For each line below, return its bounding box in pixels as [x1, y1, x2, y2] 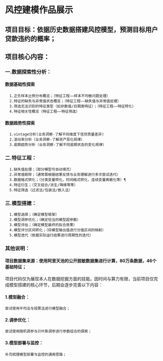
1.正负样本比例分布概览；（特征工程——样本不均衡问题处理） [9, 94, 111, 99]
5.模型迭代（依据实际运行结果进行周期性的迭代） [9, 233, 94, 238]
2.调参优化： [5, 317, 31, 322]
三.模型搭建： [5, 200, 37, 206]
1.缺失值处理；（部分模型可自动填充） [9, 167, 74, 172]
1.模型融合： [5, 294, 30, 300]
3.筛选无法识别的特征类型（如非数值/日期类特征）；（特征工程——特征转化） [9, 104, 136, 109]
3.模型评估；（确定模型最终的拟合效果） [9, 222, 77, 227]
